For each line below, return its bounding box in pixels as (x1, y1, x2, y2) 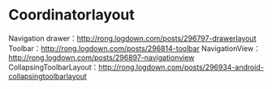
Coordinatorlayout (8, 6, 136, 24)
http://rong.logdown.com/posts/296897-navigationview (8, 53, 195, 62)
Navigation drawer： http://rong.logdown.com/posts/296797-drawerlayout (8, 33, 257, 43)
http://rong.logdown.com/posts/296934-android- (98, 62, 264, 72)
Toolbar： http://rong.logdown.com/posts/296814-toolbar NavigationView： (8, 43, 261, 53)
